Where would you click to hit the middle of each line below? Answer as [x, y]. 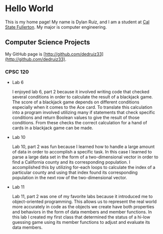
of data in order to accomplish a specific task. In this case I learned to [82, 152]
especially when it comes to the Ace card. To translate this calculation [82, 107]
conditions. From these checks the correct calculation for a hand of [80, 123]
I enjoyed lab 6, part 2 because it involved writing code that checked [81, 92]
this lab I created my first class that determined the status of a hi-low [81, 217]
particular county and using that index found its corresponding [75, 172]
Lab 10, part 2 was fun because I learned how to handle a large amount [83, 147]
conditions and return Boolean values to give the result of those [76, 117]
